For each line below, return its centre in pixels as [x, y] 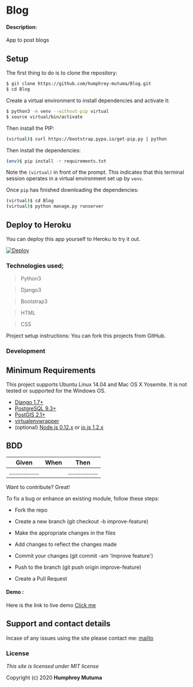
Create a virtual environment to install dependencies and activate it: [88, 100]
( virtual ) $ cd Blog [30, 201]
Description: [21, 27]
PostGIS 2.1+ [30, 415]
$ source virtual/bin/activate [44, 117]
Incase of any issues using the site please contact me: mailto [80, 638]
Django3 [31, 290]
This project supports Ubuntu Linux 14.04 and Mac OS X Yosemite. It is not [96, 385]
